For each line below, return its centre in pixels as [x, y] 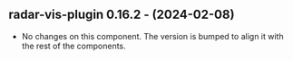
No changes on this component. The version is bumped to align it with [152, 36]
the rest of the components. [73, 46]
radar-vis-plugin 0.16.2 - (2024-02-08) [122, 15]
